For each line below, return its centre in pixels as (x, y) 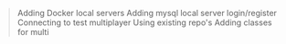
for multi (33, 32)
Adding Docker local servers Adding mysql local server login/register (147, 13)
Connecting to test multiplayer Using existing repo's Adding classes (144, 22)
